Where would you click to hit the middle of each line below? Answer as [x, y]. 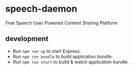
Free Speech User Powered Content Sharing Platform [61, 23]
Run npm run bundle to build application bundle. [63, 56]
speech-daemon [41, 9]
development [27, 39]
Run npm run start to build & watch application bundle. [71, 62]
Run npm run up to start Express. [47, 51]
